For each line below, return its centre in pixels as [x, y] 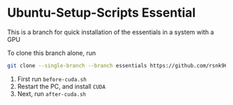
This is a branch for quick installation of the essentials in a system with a [111, 32]
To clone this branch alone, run [52, 53]
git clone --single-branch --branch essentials [77, 65]
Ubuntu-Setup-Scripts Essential [102, 13]
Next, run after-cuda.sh [52, 94]
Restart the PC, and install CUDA [61, 86]
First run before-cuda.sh [52, 79]
